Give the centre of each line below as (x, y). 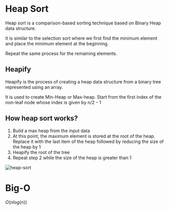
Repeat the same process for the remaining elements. (61, 53)
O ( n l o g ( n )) (16, 202)
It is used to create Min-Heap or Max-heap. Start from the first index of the (83, 97)
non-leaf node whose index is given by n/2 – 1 (53, 102)
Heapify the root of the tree (41, 152)
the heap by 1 (27, 147)
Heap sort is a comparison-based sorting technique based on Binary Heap (83, 23)
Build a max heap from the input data (51, 131)
